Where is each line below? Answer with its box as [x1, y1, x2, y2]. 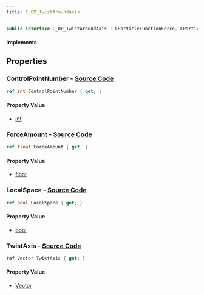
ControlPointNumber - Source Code [6, 74, 114, 83]
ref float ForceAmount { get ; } [6, 144, 88, 150]
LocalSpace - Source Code [6, 186, 87, 195]
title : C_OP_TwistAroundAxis [6, 9, 80, 15]
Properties [6, 56, 47, 67]
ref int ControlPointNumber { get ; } [6, 88, 102, 94]
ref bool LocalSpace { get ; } [6, 200, 83, 206]
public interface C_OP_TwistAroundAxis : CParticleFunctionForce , [6, 26, 178, 32]
